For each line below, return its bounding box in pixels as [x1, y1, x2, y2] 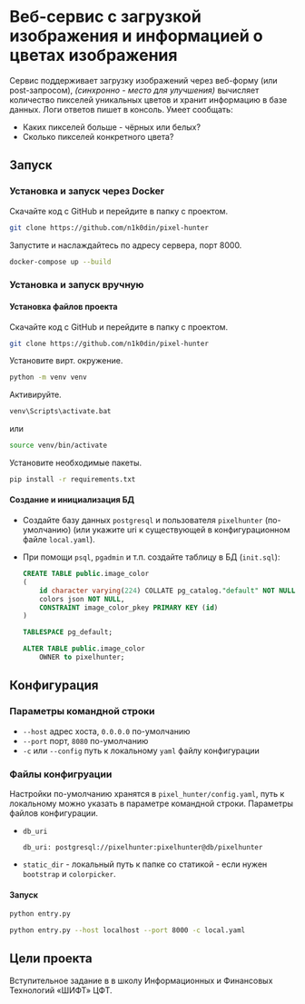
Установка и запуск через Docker [9, 184, 165, 197]
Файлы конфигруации [9, 768, 113, 780]
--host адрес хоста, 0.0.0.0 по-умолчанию [22, 725, 191, 737]
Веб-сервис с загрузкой [9, 6, 202, 27]
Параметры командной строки [9, 705, 155, 718]
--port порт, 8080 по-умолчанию [22, 735, 149, 746]
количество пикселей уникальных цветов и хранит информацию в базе [9, 94, 288, 105]
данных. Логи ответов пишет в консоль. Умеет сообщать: [9, 104, 233, 114]
